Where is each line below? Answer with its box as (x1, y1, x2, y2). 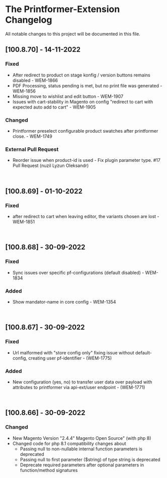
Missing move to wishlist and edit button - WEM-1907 (12, 93, 124, 99)
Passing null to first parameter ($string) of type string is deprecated (20, 456, 160, 462)
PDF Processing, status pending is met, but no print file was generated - (12, 82, 162, 88)
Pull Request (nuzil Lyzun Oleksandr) (12, 162, 89, 169)
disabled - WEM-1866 (12, 77, 58, 83)
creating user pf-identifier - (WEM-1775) (28, 355, 112, 361)
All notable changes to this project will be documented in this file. (5, 31, 141, 37)
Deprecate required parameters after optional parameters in (20, 461, 144, 468)
